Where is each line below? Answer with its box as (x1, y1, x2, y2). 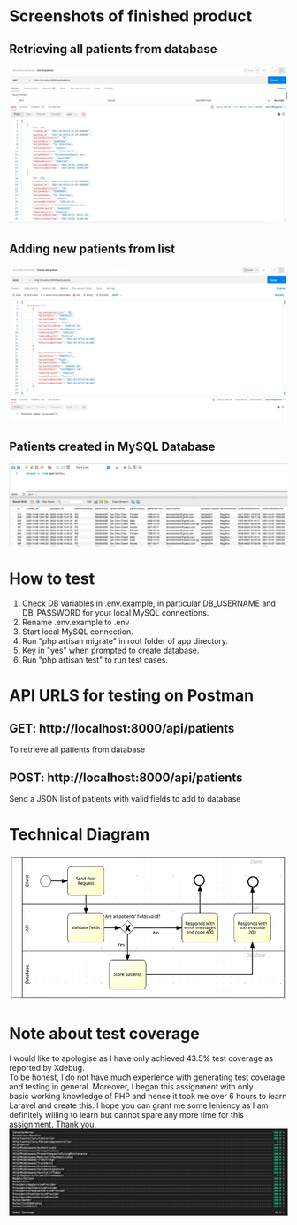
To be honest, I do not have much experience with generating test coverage (9, 1072, 286, 1082)
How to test (9, 569, 95, 589)
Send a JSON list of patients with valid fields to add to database (9, 793, 241, 803)
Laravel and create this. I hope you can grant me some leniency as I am (9, 1100, 269, 1111)
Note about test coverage (9, 1024, 201, 1044)
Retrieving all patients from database (9, 42, 217, 57)
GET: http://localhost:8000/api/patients (9, 720, 235, 736)
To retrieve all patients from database (9, 744, 146, 755)
